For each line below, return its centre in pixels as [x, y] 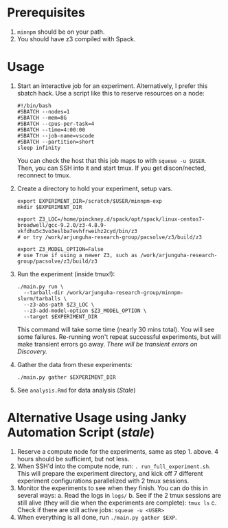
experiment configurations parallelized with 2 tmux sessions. [103, 481]
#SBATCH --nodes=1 [43, 111]
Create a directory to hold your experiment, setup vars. [95, 188]
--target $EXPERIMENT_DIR [60, 317]
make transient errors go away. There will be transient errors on [107, 344]
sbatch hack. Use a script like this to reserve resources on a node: [111, 93]
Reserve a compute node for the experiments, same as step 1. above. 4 [117, 451]
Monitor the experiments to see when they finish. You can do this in [112, 488]
